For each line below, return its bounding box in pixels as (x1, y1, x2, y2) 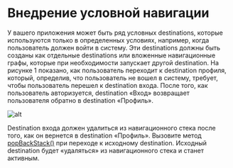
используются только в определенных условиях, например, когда (7, 35, 210, 44)
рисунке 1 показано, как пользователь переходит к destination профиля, (7, 66, 227, 74)
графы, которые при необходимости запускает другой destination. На (7, 58, 219, 67)
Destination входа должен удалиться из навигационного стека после (7, 123, 216, 132)
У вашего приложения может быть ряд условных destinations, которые (7, 28, 224, 37)
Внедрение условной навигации (7, 5, 210, 21)
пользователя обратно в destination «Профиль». (7, 96, 154, 104)
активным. (7, 154, 40, 162)
